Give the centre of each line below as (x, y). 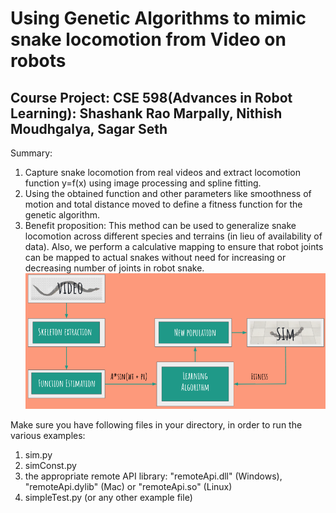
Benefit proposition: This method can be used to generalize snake (160, 225)
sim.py (38, 455)
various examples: (48, 436)
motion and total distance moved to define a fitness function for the (163, 204)
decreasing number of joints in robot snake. (114, 268)
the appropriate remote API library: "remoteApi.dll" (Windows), (153, 476)
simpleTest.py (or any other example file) (108, 498)
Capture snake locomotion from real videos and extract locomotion (163, 172)
